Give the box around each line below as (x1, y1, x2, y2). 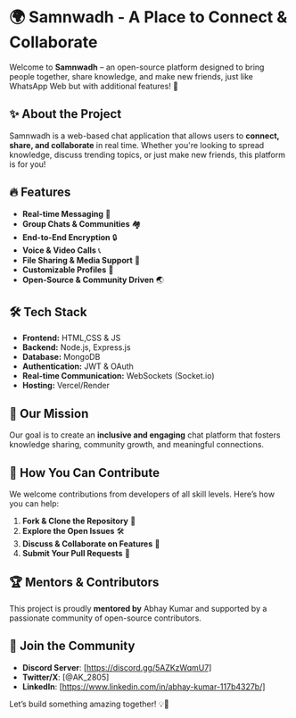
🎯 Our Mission (9, 405, 89, 421)
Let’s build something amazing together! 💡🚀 (9, 698, 169, 709)
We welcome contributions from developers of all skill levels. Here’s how (9, 488, 275, 499)
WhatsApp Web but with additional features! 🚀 (9, 80, 179, 91)
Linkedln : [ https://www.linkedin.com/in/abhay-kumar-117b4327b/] (21, 680, 266, 692)
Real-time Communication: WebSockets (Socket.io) (21, 371, 216, 381)
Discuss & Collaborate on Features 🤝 (21, 538, 160, 549)
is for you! (9, 158, 46, 170)
